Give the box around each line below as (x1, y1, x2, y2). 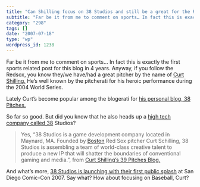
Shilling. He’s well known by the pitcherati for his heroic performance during (6, 77, 192, 84)
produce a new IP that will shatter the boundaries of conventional (20, 149, 181, 157)
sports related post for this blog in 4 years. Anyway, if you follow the (6, 64, 174, 71)
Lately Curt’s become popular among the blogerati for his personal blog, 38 (6, 95, 191, 102)
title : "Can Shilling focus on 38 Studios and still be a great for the (6, 8, 190, 15)
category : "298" (6, 20, 46, 26)
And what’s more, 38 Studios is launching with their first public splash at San (6, 167, 194, 174)
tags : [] (6, 25, 28, 32)
